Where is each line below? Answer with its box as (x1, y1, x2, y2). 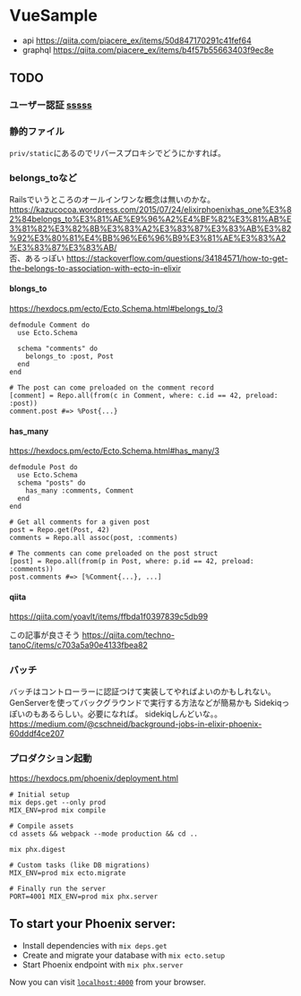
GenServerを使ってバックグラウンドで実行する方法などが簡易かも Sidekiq (9, 697, 282, 708)
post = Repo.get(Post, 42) (9, 526, 110, 535)
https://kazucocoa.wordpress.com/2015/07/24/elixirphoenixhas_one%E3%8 (9, 203, 292, 215)
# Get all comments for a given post (9, 518, 150, 527)
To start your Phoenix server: (9, 916, 176, 932)
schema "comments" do (17, 344, 99, 354)
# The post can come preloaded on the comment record (9, 383, 215, 392)
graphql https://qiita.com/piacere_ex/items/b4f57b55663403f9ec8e (21, 44, 274, 55)
